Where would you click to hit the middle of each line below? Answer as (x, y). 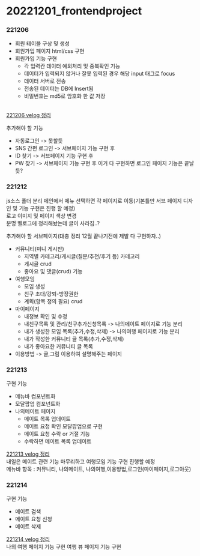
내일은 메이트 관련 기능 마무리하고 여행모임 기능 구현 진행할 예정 (81, 462)
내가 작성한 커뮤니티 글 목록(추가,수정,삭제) (74, 339)
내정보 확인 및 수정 (46, 316)
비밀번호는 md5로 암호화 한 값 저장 (65, 96)
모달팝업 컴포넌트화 (38, 404)
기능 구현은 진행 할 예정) (47, 208)
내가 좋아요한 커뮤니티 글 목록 (58, 346)
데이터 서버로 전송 (45, 81)
